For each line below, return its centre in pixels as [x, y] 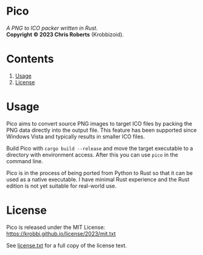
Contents [30, 59]
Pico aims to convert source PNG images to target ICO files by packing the [99, 123]
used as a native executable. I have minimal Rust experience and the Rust [98, 179]
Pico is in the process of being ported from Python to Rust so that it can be [99, 173]
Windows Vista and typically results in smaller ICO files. [76, 136]
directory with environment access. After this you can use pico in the [92, 155]
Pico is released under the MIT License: [56, 227]
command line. [25, 161]
